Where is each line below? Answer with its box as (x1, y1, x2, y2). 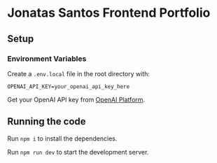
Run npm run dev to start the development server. (7, 148, 149, 156)
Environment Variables (7, 54, 87, 64)
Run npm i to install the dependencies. (7, 134, 118, 143)
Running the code (7, 115, 86, 127)
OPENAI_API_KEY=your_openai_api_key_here (7, 83, 130, 90)
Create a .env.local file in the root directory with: (7, 69, 150, 78)
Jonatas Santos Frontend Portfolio (7, 5, 211, 21)
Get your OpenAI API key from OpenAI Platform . (7, 95, 146, 104)
